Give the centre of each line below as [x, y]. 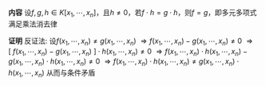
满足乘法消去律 [33, 24]
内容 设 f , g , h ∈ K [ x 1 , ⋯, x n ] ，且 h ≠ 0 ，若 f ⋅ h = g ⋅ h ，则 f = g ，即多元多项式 [132, 14]
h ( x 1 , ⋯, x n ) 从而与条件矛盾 [52, 73]
